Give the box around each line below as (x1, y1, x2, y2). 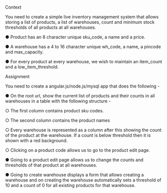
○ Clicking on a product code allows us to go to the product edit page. (5, 147, 151, 153)
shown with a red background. (5, 138, 68, 143)
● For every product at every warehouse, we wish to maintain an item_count (5, 59, 163, 64)
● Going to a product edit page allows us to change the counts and (5, 157, 144, 163)
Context (5, 4, 21, 10)
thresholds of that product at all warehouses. (5, 162, 97, 168)
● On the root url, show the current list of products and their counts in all (5, 93, 156, 98)
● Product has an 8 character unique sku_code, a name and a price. (5, 34, 146, 40)
